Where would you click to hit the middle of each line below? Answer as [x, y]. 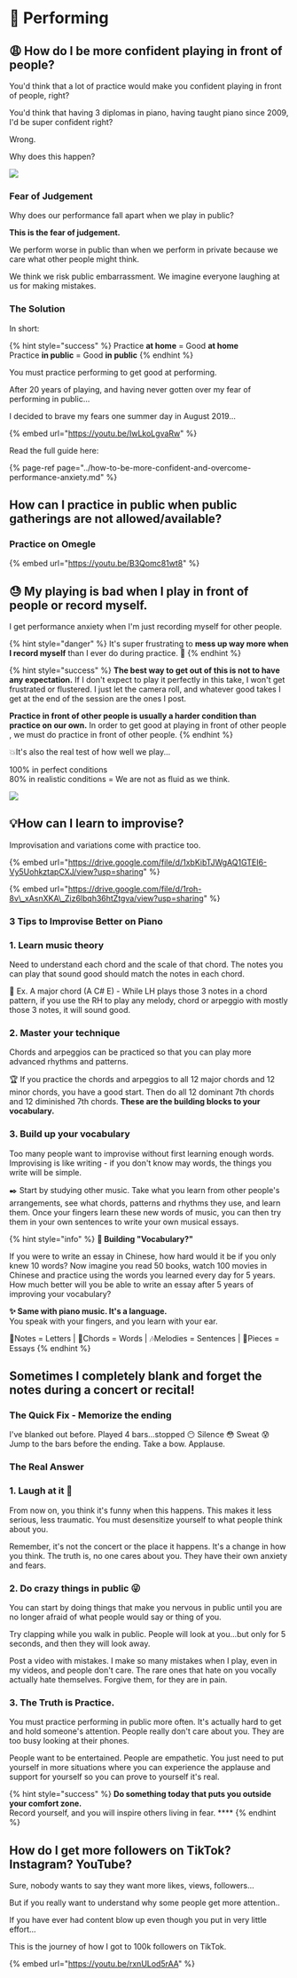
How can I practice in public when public [123, 505]
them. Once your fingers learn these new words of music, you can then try [145, 1212]
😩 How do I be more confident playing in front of [146, 51]
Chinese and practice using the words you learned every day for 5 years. [142, 1275]
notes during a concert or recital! [102, 1390]
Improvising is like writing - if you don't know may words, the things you [141, 1163]
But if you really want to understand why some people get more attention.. [145, 1903]
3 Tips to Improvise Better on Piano [86, 921]
